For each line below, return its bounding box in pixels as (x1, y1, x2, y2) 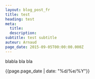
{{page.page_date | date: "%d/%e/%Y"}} (5, 68, 90, 74)
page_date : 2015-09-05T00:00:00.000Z (5, 44, 84, 49)
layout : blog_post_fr (5, 7, 50, 12)
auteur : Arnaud (5, 40, 37, 45)
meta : (5, 21, 16, 26)
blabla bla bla (5, 58, 33, 64)
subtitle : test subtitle (5, 35, 57, 40)
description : (9, 30, 37, 35)
